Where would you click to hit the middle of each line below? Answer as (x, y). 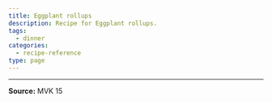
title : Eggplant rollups (50, 16)
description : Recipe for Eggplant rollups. (83, 23)
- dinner (30, 38)
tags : (17, 31)
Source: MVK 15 (36, 91)
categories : (28, 46)
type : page (27, 61)
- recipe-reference (49, 53)
